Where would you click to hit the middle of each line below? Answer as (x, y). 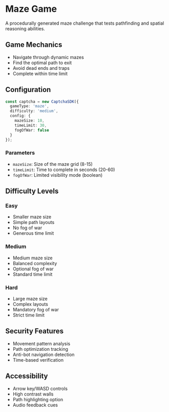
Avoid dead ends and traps (41, 68)
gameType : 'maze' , (30, 106)
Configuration (28, 90)
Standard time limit (33, 274)
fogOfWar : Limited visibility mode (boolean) (58, 175)
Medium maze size (33, 258)
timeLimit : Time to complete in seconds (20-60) (64, 170)
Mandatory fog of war (36, 310)
